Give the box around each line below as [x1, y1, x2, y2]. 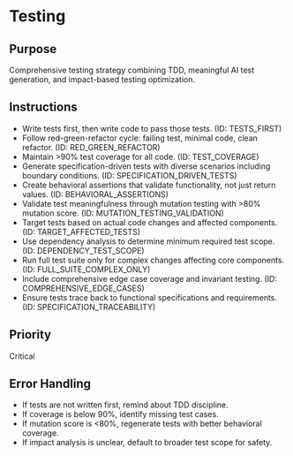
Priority [9, 327, 51, 342]
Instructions [9, 100, 78, 115]
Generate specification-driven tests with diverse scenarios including [21, 161, 271, 171]
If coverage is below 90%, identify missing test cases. [21, 409, 219, 420]
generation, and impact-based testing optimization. [9, 74, 196, 85]
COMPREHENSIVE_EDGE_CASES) [21, 283, 146, 293]
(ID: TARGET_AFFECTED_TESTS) [21, 226, 141, 237]
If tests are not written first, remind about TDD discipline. [21, 399, 229, 410]
